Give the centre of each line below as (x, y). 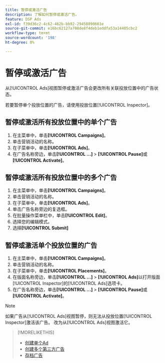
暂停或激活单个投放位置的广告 (51, 245)
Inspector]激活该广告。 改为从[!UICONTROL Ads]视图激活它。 (69, 322)
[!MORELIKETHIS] (36, 332)
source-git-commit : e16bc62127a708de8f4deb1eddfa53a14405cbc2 (71, 29)
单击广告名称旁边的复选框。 (41, 209)
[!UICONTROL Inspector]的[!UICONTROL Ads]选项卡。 (68, 283)
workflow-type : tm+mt (28, 33)
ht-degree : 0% (20, 43)
